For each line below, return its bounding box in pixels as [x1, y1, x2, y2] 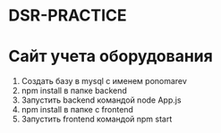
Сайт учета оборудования [8, 46, 214, 67]
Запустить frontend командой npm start [21, 113, 173, 125]
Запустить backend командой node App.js [21, 95, 182, 105]
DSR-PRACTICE [8, 5, 127, 26]
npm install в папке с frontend [21, 104, 133, 115]
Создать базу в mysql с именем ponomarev [21, 76, 187, 87]
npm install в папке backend [21, 86, 127, 96]
